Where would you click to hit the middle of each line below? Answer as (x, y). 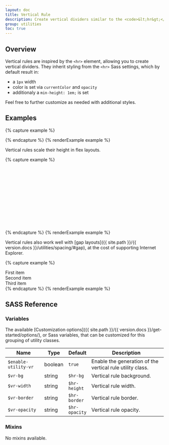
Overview (21, 49)
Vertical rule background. (121, 376)
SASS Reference (31, 304)
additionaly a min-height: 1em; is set (51, 92)
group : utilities (23, 24)
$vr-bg (16, 376)
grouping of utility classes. (33, 341)
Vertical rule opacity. (116, 410)
